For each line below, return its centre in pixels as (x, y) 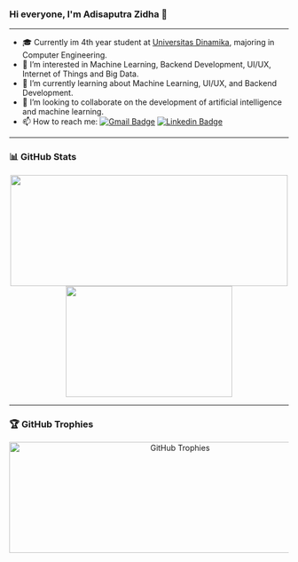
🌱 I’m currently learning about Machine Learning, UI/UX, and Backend (149, 83)
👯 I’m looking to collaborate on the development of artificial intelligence (152, 102)
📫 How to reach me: (60, 122)
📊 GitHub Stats (43, 157)
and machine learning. (63, 112)
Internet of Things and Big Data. (80, 74)
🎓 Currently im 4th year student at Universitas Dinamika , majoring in (148, 43)
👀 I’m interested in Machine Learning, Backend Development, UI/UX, (147, 65)
